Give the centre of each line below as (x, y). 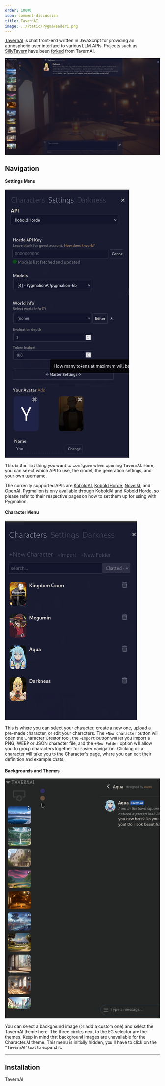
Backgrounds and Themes (32, 771)
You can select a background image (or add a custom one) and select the (79, 1026)
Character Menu (22, 512)
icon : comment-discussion (31, 16)
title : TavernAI (22, 21)
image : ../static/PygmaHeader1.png (41, 26)
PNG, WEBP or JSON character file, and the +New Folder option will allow (79, 743)
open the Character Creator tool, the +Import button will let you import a (78, 738)
